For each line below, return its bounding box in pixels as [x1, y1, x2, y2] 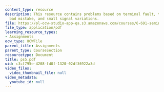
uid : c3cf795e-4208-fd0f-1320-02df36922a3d [5, 61, 95, 66]
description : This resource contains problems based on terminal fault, [5, 12, 156, 17]
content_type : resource [5, 7, 54, 12]
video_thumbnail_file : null [9, 71, 67, 75]
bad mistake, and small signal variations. [9, 16, 99, 21]
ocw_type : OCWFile [5, 39, 42, 44]
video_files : [5, 66, 32, 71]
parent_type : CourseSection [5, 48, 62, 53]
